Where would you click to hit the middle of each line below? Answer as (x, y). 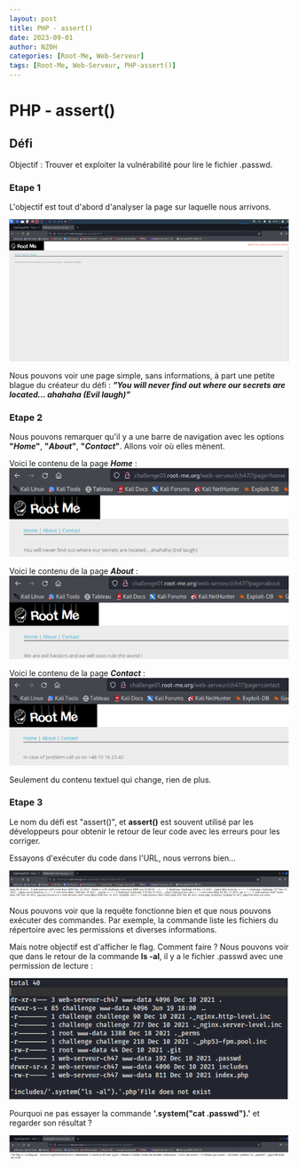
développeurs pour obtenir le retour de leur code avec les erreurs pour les (145, 831)
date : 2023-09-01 (41, 37)
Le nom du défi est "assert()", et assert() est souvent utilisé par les (132, 822)
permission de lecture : (51, 965)
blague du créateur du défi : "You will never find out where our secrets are (147, 385)
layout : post (33, 19)
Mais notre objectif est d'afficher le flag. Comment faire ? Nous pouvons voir (149, 947)
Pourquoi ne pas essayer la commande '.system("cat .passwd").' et (134, 1113)
